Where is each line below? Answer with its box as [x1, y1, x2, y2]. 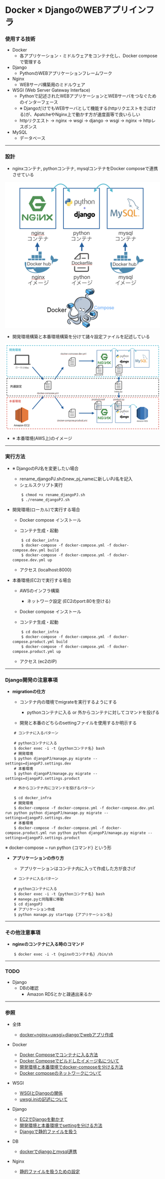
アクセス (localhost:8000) [19, 566, 72, 573]
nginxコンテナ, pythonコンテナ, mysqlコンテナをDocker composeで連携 [12, 165, 158, 171]
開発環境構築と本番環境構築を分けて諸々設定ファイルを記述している [12, 334, 150, 340]
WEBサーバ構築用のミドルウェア [19, 82, 85, 88]
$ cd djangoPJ [14, 902, 43, 907]
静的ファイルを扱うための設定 [19, 1169, 80, 1175]
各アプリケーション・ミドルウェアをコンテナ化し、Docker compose [19, 53, 158, 59]
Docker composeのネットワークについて [19, 1070, 102, 1076]
